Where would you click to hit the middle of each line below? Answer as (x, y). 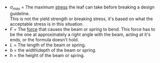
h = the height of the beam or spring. (47, 55)
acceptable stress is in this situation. (47, 24)
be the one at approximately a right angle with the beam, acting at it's (80, 34)
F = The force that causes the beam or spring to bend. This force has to (82, 29)
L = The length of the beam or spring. (48, 45)
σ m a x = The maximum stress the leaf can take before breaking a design (82, 8)
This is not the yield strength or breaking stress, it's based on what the (81, 19)
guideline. (20, 13)
